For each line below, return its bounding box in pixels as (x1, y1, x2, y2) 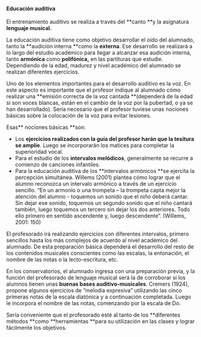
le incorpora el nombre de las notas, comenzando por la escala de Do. (6, 300, 181, 307)
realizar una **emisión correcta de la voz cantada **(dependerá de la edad (6, 93, 193, 100)
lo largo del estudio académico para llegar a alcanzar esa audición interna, (6, 49, 191, 57)
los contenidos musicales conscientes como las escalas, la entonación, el (6, 250, 190, 257)
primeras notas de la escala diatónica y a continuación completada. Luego (6, 293, 191, 301)
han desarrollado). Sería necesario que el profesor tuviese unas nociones (6, 106, 189, 113)
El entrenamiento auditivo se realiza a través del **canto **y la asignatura (6, 18, 189, 25)
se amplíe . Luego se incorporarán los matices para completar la (14, 142, 174, 149)
